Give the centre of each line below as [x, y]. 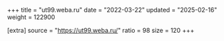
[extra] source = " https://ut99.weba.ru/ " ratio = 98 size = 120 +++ [101, 30]
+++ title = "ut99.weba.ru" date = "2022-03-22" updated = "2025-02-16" [112, 10]
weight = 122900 [31, 17]
